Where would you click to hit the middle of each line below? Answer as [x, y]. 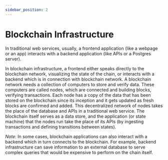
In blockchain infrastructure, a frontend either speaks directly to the [75, 68]
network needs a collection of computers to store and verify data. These [80, 84]
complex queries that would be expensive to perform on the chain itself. [79, 152]
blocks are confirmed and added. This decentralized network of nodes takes [84, 106]
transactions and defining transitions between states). [61, 127]
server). [13, 59]
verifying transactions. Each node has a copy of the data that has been [78, 95]
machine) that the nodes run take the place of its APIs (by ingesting [74, 121]
